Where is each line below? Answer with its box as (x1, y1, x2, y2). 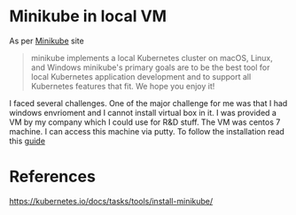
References (9, 166, 96, 187)
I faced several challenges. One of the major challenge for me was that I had (9, 97, 288, 108)
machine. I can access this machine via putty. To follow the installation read (9, 126, 285, 136)
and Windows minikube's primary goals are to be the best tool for (30, 62, 270, 73)
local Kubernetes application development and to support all (30, 71, 252, 81)
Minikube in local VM (9, 6, 167, 27)
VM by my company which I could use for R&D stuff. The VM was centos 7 (9, 117, 281, 127)
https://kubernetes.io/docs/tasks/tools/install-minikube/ (9, 196, 214, 206)
